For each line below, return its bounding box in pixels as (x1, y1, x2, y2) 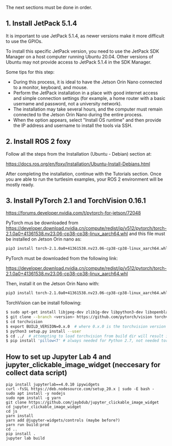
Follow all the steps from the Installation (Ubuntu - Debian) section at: (6, 151, 152, 157)
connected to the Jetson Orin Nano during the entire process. (13, 111, 143, 117)
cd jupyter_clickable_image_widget (6, 405, 82, 410)
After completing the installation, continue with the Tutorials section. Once (6, 171, 162, 177)
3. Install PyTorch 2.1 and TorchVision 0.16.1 (6, 197, 146, 205)
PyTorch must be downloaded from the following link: (6, 256, 118, 262)
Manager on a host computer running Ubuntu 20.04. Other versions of (6, 53, 154, 59)
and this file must (129, 230, 165, 237)
